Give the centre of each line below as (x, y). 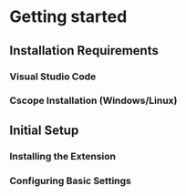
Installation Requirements (84, 51)
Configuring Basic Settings (71, 181)
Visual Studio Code (53, 77)
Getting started (68, 17)
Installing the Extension (63, 156)
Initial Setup (44, 130)
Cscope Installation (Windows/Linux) (93, 100)
